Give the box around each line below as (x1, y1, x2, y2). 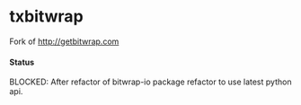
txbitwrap (9, 6, 84, 27)
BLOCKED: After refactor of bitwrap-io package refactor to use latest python (9, 76, 292, 87)
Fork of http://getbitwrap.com (9, 36, 120, 47)
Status (9, 57, 35, 67)
